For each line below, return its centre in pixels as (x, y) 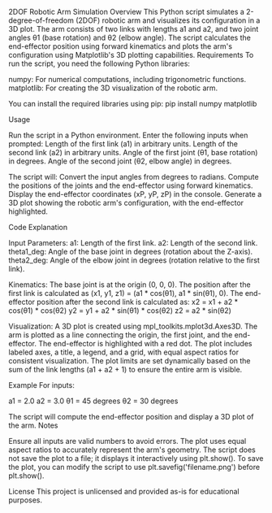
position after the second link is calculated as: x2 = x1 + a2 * (137, 302)
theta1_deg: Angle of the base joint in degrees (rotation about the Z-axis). (131, 252)
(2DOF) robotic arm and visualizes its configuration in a (168, 20)
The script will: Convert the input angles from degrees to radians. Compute (134, 177)
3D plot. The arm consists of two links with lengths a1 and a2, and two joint (134, 29)
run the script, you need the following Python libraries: (99, 63)
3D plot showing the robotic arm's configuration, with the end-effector (126, 203)
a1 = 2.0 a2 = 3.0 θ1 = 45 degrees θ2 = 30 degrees (93, 401)
